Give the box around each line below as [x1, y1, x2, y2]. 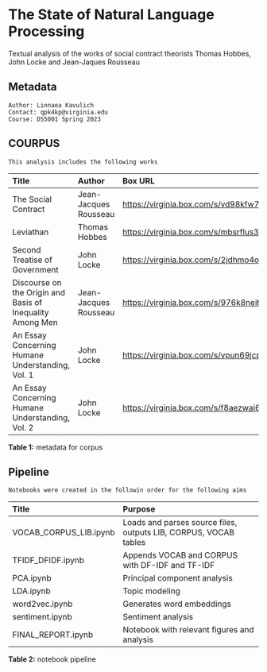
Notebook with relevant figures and [122, 624, 254, 635]
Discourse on [12, 276, 62, 288]
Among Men [12, 316, 58, 327]
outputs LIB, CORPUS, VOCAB [122, 527, 235, 538]
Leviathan [12, 226, 49, 238]
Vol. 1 [12, 369, 34, 380]
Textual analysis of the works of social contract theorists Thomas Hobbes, [8, 48, 252, 58]
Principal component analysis [122, 573, 233, 584]
